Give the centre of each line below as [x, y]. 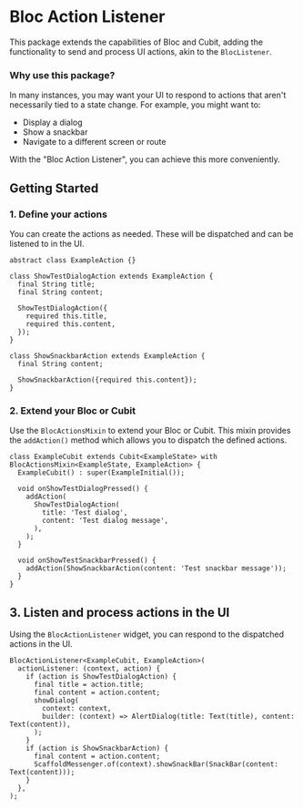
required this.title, [66, 316]
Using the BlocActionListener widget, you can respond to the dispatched [147, 634]
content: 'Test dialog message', [106, 521]
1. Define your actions [58, 214]
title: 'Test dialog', [85, 513]
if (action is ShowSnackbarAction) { [97, 749]
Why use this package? [62, 75]
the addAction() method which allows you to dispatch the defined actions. [148, 440]
